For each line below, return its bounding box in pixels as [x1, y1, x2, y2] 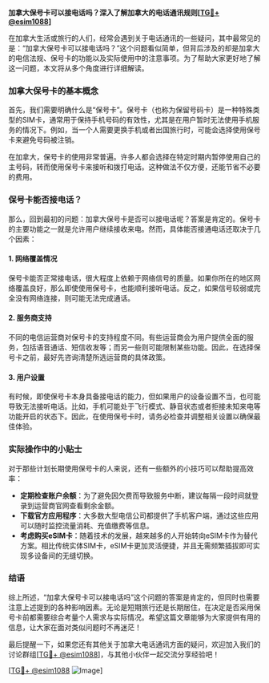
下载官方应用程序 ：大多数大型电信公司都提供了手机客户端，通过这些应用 [19, 511, 259, 520]
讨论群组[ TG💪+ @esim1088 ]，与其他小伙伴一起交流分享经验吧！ [8, 649, 220, 659]
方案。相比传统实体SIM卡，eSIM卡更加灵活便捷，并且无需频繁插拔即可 [19, 540, 254, 550]
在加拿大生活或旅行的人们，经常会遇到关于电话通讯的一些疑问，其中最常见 [8, 34, 254, 42]
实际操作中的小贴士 [8, 444, 82, 455]
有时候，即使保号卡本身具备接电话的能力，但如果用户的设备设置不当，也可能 [8, 392, 261, 402]
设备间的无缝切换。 [34, 551, 98, 560]
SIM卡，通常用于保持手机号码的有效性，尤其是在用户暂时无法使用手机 [22, 115, 253, 125]
